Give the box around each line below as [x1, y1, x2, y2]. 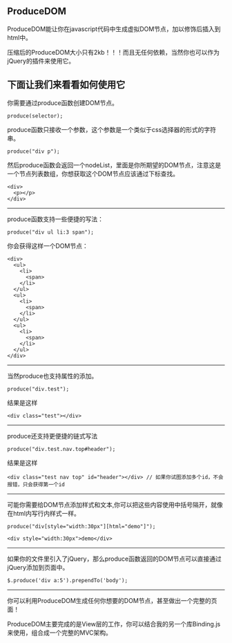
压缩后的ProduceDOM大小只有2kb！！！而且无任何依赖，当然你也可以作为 [7, 48, 220, 56]
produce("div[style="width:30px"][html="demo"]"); [7, 523, 156, 530]
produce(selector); [7, 112, 64, 120]
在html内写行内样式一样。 [7, 509, 81, 517]
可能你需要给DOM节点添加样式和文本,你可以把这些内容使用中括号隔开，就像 [7, 501, 223, 509]
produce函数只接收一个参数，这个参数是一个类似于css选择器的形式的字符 [7, 125, 216, 133]
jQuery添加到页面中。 [7, 563, 69, 571]
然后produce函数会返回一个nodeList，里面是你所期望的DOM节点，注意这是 [7, 160, 222, 169]
